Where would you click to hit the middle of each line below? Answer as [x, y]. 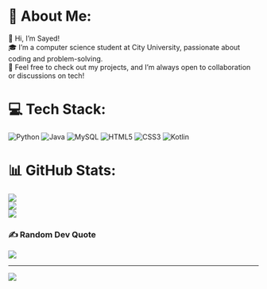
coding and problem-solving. [56, 58]
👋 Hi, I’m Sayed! [34, 38]
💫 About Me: [50, 16]
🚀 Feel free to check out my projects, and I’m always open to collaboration [130, 67]
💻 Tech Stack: [57, 109]
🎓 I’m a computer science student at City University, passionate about [124, 47]
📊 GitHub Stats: [62, 171]
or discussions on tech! [46, 76]
